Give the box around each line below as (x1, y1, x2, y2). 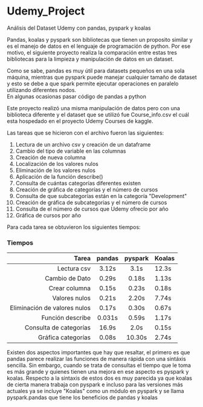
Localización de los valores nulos (15, 160, 98, 167)
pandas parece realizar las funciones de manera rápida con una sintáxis (7, 356, 186, 363)
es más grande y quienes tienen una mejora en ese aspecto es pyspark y (7, 368, 189, 376)
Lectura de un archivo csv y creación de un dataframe (15, 141, 151, 148)
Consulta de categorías (24, 323, 91, 332)
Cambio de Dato (45, 274, 91, 283)
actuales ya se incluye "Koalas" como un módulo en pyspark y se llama (7, 388, 184, 395)
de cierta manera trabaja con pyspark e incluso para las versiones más (7, 381, 183, 388)
